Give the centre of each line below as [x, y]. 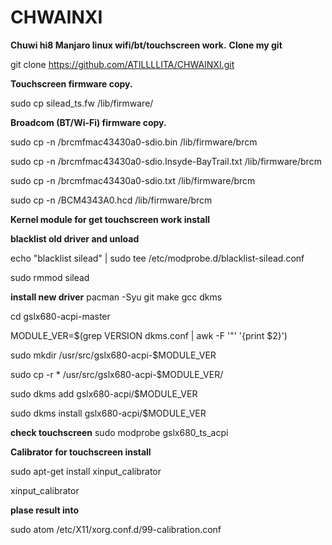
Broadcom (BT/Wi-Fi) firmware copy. [88, 122]
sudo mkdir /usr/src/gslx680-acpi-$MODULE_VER [113, 355]
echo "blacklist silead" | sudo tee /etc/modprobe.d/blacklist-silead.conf [157, 258]
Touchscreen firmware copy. [71, 83]
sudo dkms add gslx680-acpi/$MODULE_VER [104, 393]
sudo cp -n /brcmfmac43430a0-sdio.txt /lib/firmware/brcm [133, 180]
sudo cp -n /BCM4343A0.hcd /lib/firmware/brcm [111, 200]
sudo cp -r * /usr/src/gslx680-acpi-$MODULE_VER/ [117, 374]
